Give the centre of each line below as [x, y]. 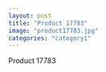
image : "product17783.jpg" [53, 30]
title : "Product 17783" [48, 23]
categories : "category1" [50, 38]
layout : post [30, 16]
